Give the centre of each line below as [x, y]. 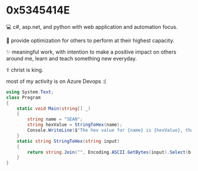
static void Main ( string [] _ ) [54, 108]
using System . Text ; [30, 92]
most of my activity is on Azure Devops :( [56, 81]
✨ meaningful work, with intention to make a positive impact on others [91, 52]
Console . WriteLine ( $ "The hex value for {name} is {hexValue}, [105, 130]
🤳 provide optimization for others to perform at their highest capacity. [90, 40]
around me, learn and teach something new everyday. [72, 58]
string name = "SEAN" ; [55, 119]
